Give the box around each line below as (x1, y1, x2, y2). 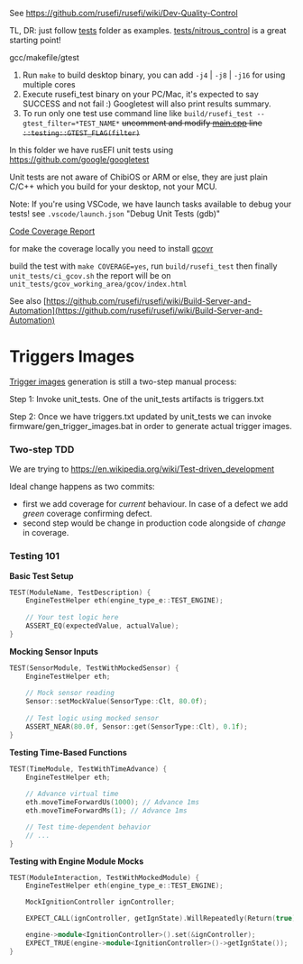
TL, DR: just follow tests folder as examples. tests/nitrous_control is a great (9, 25, 287, 35)
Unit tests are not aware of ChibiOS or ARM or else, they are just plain (9, 171, 269, 182)
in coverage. (22, 528, 69, 538)
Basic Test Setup (9, 570, 74, 581)
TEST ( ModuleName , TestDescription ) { (9, 588, 151, 597)
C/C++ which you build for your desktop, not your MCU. (9, 181, 218, 192)
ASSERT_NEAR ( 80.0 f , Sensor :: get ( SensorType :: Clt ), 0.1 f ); (25, 721, 248, 731)
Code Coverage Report (9, 225, 96, 236)
